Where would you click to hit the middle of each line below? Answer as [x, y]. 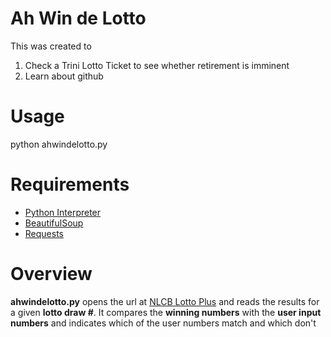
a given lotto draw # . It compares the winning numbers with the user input [166, 312]
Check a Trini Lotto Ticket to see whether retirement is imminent [157, 65]
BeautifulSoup [54, 223]
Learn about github [64, 76]
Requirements [70, 184]
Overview [51, 274]
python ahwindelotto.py [59, 144]
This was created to [51, 46]
